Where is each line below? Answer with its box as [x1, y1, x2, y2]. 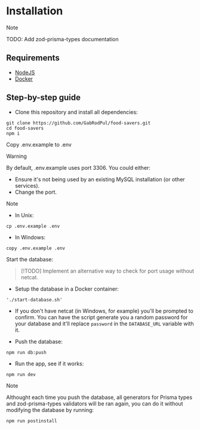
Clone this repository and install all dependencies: [14, 108, 139, 115]
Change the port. [14, 188, 57, 196]
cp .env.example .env [6, 223, 60, 229]
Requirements [6, 53, 60, 63]
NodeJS [14, 69, 35, 76]
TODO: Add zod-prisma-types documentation [6, 35, 119, 42]
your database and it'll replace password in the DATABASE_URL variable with [14, 320, 194, 327]
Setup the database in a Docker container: [14, 285, 119, 292]
